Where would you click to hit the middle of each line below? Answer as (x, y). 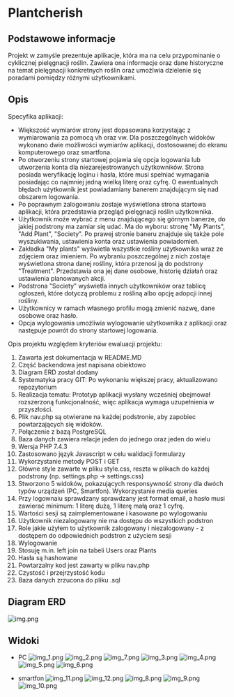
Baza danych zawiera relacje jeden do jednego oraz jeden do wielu (114, 439)
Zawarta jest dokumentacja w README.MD (80, 357)
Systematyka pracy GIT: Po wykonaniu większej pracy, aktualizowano (118, 379)
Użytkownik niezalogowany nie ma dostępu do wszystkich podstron (116, 520)
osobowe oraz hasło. (48, 315)
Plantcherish (46, 13)
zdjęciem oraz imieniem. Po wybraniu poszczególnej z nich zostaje (114, 256)
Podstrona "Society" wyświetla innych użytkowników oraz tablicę (112, 286)
